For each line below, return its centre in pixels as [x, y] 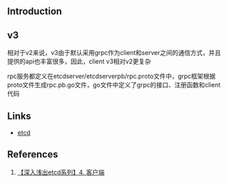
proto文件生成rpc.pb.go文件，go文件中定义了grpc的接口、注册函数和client [114, 85]
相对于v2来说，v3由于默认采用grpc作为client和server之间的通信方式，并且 [114, 53]
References [33, 155]
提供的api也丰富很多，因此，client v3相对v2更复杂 [79, 61]
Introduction [35, 11]
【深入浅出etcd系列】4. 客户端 [61, 172]
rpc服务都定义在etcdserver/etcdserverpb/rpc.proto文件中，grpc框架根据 [112, 77]
